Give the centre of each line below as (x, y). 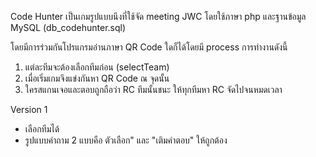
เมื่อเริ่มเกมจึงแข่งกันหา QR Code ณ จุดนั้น (97, 78)
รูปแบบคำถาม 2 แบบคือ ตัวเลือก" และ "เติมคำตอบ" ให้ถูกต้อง (126, 140)
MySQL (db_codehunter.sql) (68, 27)
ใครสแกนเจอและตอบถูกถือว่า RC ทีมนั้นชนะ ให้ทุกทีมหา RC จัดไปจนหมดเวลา (153, 89)
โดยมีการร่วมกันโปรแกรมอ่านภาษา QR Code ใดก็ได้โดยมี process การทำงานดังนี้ (149, 47)
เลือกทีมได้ (42, 129)
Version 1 (29, 109)
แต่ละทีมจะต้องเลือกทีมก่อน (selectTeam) (97, 67)
